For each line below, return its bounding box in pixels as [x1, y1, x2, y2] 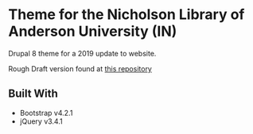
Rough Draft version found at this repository [8, 63, 153, 73]
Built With [8, 87, 58, 101]
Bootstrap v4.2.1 [19, 108, 73, 117]
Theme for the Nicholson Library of [8, 6, 245, 24]
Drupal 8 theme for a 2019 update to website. [8, 48, 157, 58]
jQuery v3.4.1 [19, 117, 63, 126]
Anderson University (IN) [8, 22, 177, 40]
